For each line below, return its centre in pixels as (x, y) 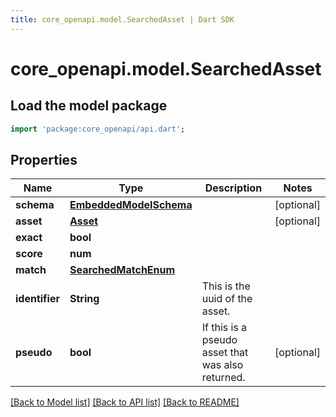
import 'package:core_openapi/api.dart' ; (98, 129)
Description (233, 188)
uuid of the (227, 299)
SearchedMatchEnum (122, 270)
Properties (44, 159)
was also (222, 365)
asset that (225, 353)
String (84, 299)
